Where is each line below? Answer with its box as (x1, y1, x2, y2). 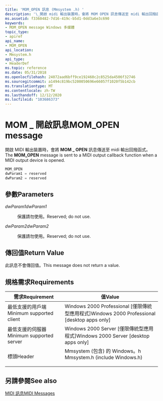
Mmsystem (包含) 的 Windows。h (65, 348, 141, 355)
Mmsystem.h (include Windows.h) (65, 354, 143, 361)
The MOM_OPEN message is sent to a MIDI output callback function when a (5, 152, 158, 158)
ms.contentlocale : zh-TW (5, 88, 55, 93)
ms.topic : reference (5, 66, 47, 71)
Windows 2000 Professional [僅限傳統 (65, 303, 152, 310)
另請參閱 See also (5, 376, 57, 385)
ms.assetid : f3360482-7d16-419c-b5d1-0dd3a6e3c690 (5, 16, 110, 21)
